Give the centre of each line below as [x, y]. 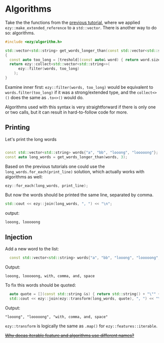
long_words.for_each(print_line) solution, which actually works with [75, 171]
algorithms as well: [24, 177]
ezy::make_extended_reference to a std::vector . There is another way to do [81, 27]
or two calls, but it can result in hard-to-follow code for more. [67, 112]
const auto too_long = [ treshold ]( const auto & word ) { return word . [81, 60]
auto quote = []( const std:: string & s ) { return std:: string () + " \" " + [85, 294]
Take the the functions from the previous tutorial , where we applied [73, 22]
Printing [18, 128]
